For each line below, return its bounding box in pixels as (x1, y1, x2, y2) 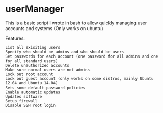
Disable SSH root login (5, 103, 56, 108)
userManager (5, 3, 64, 15)
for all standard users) (5, 58, 58, 64)
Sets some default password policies (5, 85, 86, 90)
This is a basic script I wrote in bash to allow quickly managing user (5, 20, 147, 26)
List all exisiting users (5, 45, 60, 50)
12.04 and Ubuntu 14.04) (5, 80, 58, 86)
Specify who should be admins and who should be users (5, 49, 124, 54)
